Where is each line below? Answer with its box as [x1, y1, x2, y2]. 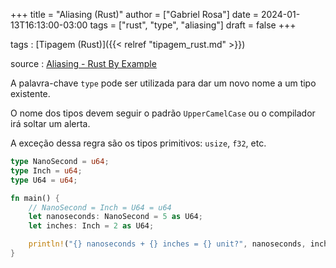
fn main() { [10, 193, 60, 203]
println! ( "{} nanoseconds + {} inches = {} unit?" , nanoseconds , [28, 239, 307, 249]
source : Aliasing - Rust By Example [10, 58, 157, 69]
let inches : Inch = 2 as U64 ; [28, 221, 155, 231]
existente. [10, 88, 51, 99]
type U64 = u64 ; [10, 175, 78, 185]
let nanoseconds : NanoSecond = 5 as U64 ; [28, 212, 203, 222]
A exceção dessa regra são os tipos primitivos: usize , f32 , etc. [10, 137, 267, 149]
